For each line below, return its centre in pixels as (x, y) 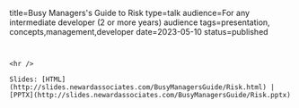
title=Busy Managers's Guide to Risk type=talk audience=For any (129, 13)
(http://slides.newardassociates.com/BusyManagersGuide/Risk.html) (138, 87)
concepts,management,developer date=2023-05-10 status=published (139, 32)
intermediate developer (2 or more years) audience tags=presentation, (140, 22)
